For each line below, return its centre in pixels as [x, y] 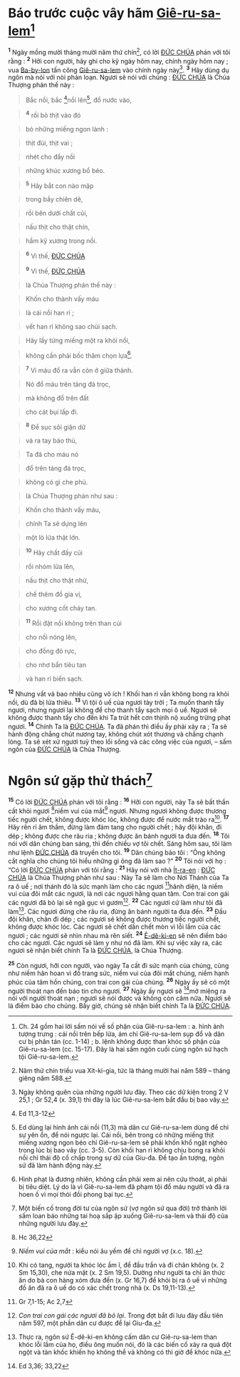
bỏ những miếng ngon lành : [67, 129]
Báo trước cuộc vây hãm [81, 13]
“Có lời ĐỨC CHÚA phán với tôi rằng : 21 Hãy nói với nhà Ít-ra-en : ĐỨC [112, 869]
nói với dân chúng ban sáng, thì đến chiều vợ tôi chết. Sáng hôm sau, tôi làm [120, 843]
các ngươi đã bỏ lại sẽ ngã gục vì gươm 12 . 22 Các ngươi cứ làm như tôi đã [115, 902]
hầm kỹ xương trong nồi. [61, 241]
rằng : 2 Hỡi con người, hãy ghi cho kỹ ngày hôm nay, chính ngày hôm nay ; [118, 60]
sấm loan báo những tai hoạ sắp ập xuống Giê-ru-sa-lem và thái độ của [123, 1216]
